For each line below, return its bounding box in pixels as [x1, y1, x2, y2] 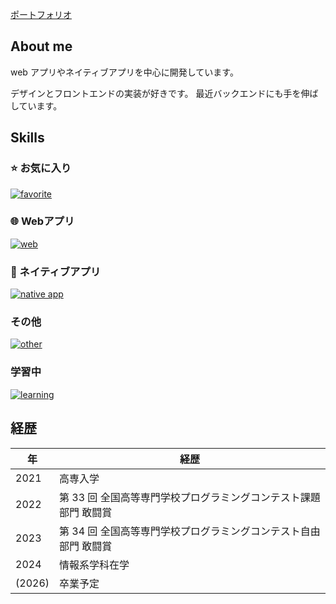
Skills [10, 129, 45, 147]
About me [10, 38, 73, 55]
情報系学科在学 [59, 558, 130, 572]
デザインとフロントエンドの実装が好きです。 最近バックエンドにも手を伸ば [10, 87, 319, 99]
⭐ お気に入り [10, 161, 72, 175]
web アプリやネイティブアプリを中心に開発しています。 [10, 66, 239, 78]
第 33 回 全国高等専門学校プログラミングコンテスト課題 [59, 490, 321, 504]
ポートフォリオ [10, 9, 72, 20]
